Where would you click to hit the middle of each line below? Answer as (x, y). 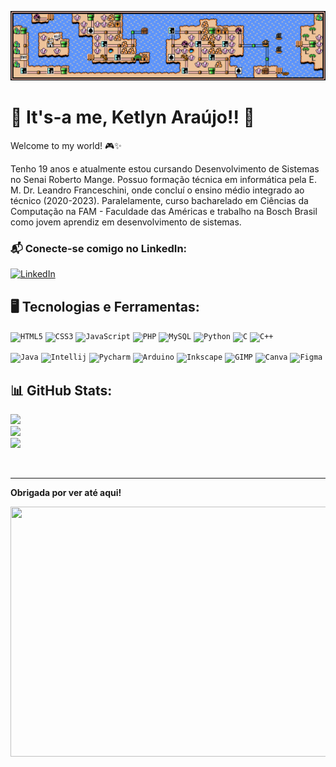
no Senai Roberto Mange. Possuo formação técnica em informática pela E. (163, 180)
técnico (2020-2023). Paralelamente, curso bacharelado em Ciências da (159, 201)
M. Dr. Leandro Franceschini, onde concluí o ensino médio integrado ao (157, 190)
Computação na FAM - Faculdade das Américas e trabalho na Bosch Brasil (164, 212)
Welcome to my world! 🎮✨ (66, 146)
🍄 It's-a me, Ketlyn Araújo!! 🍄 (132, 117)
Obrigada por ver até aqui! (66, 493)
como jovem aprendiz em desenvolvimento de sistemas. (126, 222)
